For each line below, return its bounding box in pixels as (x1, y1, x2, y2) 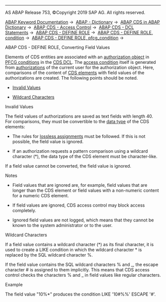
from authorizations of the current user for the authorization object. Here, (5, 65, 155, 70)
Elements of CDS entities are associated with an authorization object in (5, 54, 150, 60)
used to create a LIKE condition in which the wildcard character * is (5, 247, 142, 253)
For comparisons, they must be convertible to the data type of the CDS (5, 119, 149, 124)
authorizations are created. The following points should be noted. (5, 75, 138, 81)
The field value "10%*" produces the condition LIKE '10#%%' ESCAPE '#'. (5, 291, 156, 297)
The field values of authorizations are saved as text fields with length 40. (5, 113, 153, 119)
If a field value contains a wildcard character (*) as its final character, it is (5, 242, 154, 247)
